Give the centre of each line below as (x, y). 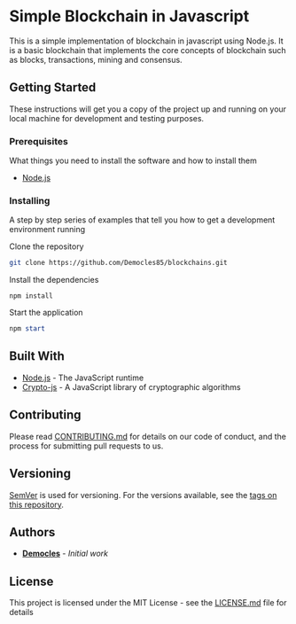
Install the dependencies (54, 280)
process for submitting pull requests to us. (86, 446)
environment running (47, 230)
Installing (30, 200)
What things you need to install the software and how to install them (133, 160)
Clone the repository (47, 246)
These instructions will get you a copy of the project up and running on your (148, 109)
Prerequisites (39, 141)
